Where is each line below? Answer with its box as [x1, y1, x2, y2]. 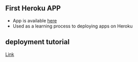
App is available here [12, 17, 57, 23]
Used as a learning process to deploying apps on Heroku [12, 23, 133, 29]
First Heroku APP [5, 4, 61, 13]
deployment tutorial [5, 38, 70, 46]
